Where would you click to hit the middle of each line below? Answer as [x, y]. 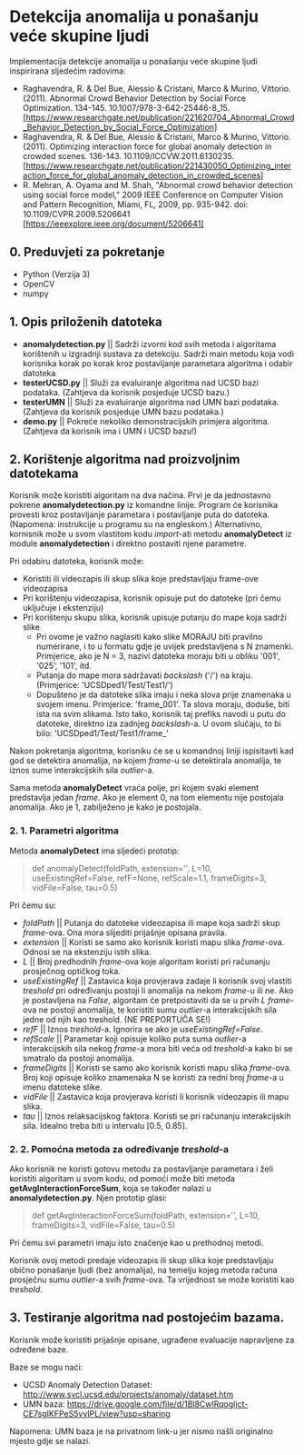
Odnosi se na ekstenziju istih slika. [87, 952]
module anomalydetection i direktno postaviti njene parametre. [128, 543]
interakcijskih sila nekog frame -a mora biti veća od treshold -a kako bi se [157, 1048]
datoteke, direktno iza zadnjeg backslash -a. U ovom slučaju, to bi [158, 723]
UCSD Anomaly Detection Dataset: [87, 1384]
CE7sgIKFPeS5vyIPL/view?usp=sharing [96, 1413]
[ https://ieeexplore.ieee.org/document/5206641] [113, 224]
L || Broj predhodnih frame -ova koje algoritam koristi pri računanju [146, 962]
